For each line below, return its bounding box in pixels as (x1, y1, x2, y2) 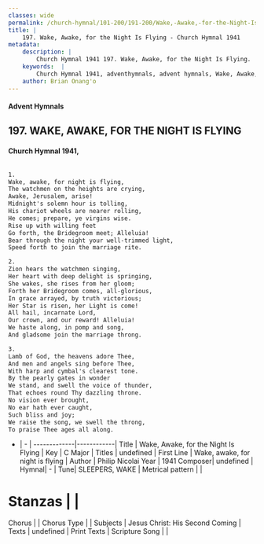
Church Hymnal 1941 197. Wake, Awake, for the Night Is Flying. (36, 56, 251, 64)
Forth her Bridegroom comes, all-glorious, (8, 287, 153, 295)
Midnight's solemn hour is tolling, (8, 200, 128, 208)
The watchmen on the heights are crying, (8, 186, 146, 193)
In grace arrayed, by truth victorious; (8, 294, 143, 303)
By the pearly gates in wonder (8, 374, 111, 382)
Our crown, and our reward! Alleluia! (8, 316, 135, 325)
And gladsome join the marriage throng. (8, 331, 143, 339)
